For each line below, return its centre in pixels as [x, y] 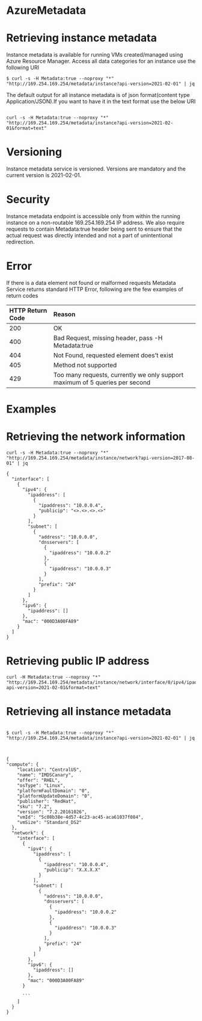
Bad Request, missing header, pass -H [108, 338]
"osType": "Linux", [41, 785]
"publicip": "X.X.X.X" [72, 870]
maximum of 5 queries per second [102, 382]
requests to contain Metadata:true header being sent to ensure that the [94, 229]
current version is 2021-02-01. [44, 175]
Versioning [34, 152]
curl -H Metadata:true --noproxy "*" [54, 677]
